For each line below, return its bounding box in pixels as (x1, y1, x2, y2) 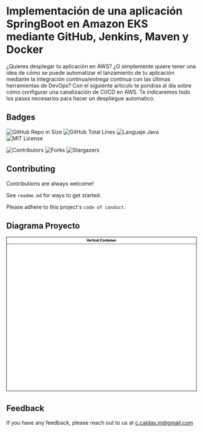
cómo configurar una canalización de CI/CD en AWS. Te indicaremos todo (6, 88, 190, 95)
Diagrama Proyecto (6, 220, 80, 230)
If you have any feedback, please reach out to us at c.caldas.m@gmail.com (6, 419, 193, 426)
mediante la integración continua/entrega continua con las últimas (6, 75, 171, 83)
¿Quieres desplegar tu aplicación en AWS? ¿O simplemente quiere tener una (6, 62, 196, 70)
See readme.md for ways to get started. (6, 191, 101, 199)
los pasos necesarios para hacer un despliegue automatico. (6, 95, 155, 102)
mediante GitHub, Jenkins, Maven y (6, 30, 189, 43)
